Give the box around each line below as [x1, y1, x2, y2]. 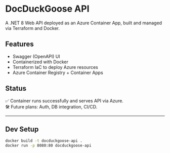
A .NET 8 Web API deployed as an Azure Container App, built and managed [5, 20, 162, 26]
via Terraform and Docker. [5, 25, 60, 31]
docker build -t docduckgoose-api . [5, 138, 82, 143]
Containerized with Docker [12, 59, 68, 65]
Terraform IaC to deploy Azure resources [12, 64, 99, 70]
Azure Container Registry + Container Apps [12, 69, 104, 75]
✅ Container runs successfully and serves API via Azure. [5, 97, 124, 104]
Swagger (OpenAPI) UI [12, 53, 61, 59]
